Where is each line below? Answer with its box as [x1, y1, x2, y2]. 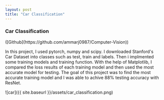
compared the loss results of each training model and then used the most [5, 64, 154, 70]
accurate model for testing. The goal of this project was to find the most [5, 69, 151, 75]
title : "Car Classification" [5, 12, 65, 17]
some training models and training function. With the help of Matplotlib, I [5, 59, 152, 65]
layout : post [5, 7, 32, 12]
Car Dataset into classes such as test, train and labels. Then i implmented [5, 53, 154, 59]
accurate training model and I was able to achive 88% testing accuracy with [5, 75, 159, 80]
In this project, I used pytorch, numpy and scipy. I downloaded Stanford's [5, 49, 154, 54]
